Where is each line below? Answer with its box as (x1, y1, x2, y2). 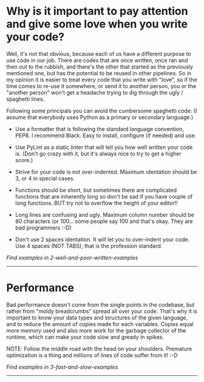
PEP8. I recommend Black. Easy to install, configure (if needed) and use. (15, 132, 197, 139)
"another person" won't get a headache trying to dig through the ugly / (6, 89, 183, 96)
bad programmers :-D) (15, 223, 72, 231)
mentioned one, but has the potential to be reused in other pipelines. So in (6, 69, 192, 77)
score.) (15, 156, 33, 163)
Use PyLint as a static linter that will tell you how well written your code (15, 143, 193, 151)
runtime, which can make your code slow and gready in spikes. (6, 333, 164, 341)
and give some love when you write (6, 17, 188, 31)
